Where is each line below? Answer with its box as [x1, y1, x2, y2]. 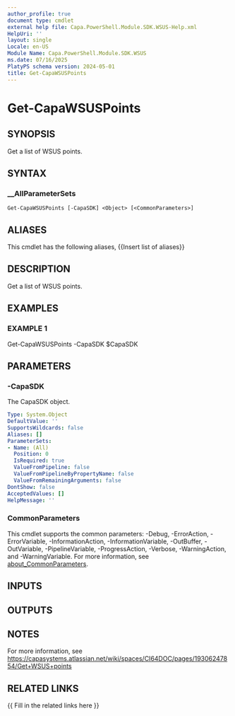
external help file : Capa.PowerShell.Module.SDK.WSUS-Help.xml [7, 23, 198, 30]
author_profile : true [7, 10, 71, 18]
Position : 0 [13, 451, 49, 458]
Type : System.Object [7, 411, 68, 418]
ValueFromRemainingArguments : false [13, 477, 121, 484]
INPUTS [7, 580, 42, 592]
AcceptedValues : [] [7, 490, 65, 497]
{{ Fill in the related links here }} [7, 701, 100, 710]
